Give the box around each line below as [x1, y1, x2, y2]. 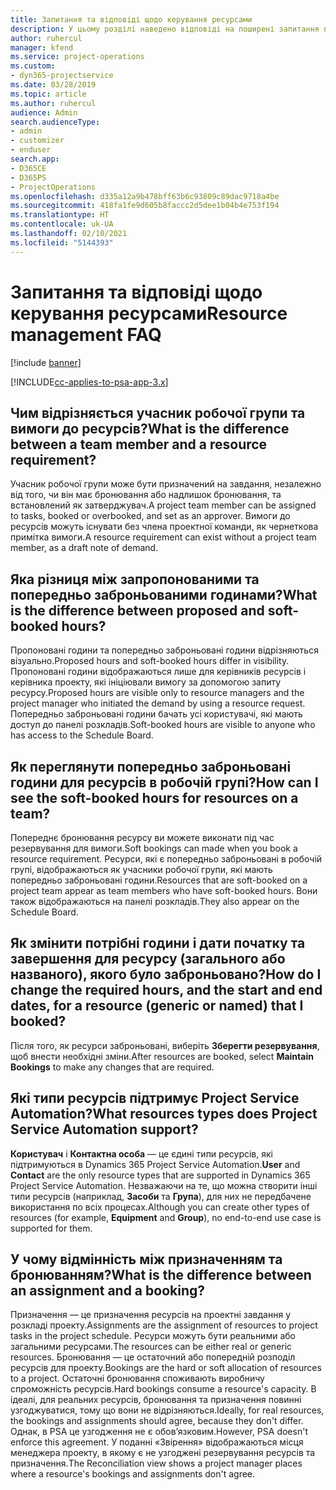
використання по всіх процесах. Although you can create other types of [10, 1201, 310, 1213]
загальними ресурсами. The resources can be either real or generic [10, 1341, 293, 1353]
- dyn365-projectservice [10, 71, 114, 81]
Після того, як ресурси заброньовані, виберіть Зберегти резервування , [10, 1039, 320, 1051]
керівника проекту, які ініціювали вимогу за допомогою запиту [10, 676, 282, 688]
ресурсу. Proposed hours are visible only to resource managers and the [10, 687, 305, 699]
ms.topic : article [10, 89, 87, 99]
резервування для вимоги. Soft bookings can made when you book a [10, 842, 298, 854]
